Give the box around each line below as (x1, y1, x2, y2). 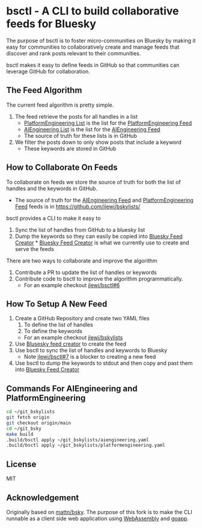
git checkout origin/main (6, 420, 71, 426)
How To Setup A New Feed (6, 299, 108, 309)
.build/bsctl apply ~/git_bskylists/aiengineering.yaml (6, 436, 149, 443)
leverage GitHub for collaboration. (6, 67, 90, 75)
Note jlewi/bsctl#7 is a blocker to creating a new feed (23, 353, 156, 361)
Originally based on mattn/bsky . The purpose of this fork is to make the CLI (6, 508, 192, 515)
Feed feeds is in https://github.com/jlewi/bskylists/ (14, 203, 140, 210)
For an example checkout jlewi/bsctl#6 (23, 281, 120, 288)
